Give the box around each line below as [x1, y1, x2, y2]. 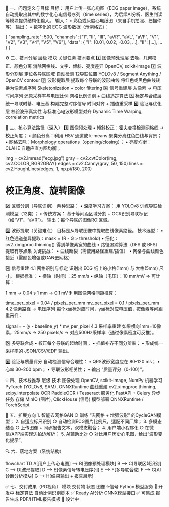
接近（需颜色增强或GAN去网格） [5, 254, 73, 260]
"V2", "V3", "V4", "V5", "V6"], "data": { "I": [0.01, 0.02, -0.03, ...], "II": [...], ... [5, 39, 162, 45]
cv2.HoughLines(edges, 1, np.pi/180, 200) [5, 166, 92, 172]
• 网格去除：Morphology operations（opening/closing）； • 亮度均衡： [5, 139, 151, 145]
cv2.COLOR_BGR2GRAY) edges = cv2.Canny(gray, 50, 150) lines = [5, 161, 143, 166]
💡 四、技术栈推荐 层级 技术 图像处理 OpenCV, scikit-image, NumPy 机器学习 [5, 377, 163, 383]
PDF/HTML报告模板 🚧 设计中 [19, 496, 79, 502]
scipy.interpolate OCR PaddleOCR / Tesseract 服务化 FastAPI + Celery [5, 390, 151, 396]
